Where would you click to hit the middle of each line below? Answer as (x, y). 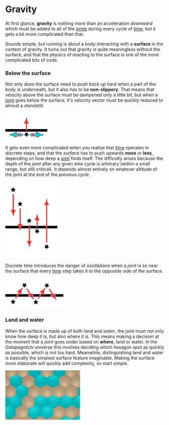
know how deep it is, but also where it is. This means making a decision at (82, 336)
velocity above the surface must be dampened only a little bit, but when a (81, 95)
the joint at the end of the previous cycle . (48, 175)
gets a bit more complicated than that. (45, 34)
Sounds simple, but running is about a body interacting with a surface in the (84, 44)
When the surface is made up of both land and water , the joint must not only (84, 331)
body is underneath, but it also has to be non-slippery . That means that (80, 90)
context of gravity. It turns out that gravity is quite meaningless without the (83, 49)
